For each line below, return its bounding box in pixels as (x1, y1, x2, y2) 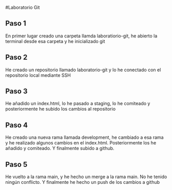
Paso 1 (5, 19, 27, 28)
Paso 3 (5, 87, 28, 96)
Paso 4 (5, 120, 28, 130)
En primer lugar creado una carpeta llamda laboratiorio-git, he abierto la (5, 33, 158, 39)
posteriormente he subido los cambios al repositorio (5, 106, 116, 112)
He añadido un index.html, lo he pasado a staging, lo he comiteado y (5, 100, 150, 107)
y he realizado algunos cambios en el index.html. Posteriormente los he (5, 140, 157, 146)
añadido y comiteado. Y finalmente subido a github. (5, 145, 114, 152)
